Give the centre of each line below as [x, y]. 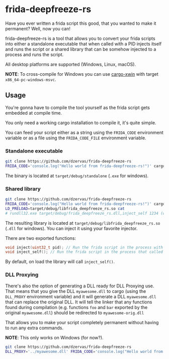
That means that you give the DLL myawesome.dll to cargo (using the [76, 291]
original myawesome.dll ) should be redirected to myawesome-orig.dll [75, 313]
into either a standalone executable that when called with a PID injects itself [83, 43]
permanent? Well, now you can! [38, 28]
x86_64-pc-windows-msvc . [31, 79]
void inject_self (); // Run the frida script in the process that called [84, 252]
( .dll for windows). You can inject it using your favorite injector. [71, 228]
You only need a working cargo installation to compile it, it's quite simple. [81, 123]
